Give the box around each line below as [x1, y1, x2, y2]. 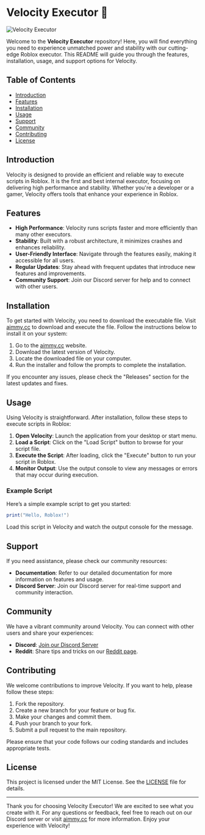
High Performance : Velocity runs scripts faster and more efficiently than [15, 224, 198, 232]
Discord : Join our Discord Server [15, 641, 99, 648]
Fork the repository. [15, 700, 65, 707]
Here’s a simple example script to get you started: [6, 501, 131, 508]
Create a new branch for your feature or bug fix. [15, 706, 136, 714]
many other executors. [15, 231, 72, 238]
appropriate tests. [6, 744, 51, 752]
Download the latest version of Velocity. [15, 349, 116, 356]
